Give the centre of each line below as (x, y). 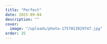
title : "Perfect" (23, 10)
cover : (12, 24)
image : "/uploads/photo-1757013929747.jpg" (56, 29)
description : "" (22, 19)
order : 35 (16, 33)
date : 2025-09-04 (23, 15)
